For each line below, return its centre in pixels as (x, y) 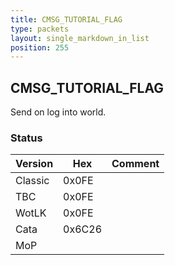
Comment (135, 164)
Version (34, 164)
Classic (32, 181)
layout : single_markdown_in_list (80, 38)
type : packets (40, 29)
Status (26, 138)
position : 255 (40, 47)
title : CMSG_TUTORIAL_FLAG (66, 19)
